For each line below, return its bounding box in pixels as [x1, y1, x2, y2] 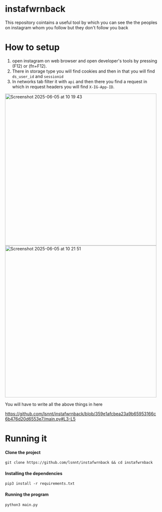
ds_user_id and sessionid [12, 73, 64, 79]
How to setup [5, 42, 60, 53]
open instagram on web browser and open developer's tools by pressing [12, 57, 158, 64]
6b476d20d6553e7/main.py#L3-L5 [5, 416, 76, 422]
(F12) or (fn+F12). [12, 63, 47, 69]
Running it [5, 433, 47, 444]
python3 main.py [5, 502, 38, 507]
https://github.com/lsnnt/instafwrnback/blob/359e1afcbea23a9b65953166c [5, 411, 156, 417]
